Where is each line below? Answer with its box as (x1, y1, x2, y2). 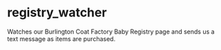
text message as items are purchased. (7, 34, 116, 42)
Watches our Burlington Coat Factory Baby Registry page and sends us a (7, 27, 215, 36)
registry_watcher (7, 5, 107, 21)
